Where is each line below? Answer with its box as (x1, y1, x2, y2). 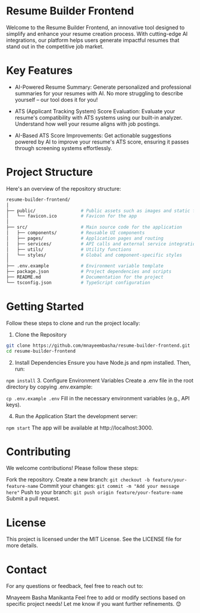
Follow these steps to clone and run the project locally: (6, 319, 140, 326)
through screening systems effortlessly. (14, 144, 112, 151)
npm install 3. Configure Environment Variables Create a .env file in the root (6, 376, 193, 384)
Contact (6, 563, 47, 576)
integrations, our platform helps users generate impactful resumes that (6, 36, 180, 43)
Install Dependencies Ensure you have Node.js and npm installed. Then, (14, 359, 191, 366)
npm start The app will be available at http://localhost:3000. (6, 424, 154, 431)
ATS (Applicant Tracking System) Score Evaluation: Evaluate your (14, 107, 176, 114)
